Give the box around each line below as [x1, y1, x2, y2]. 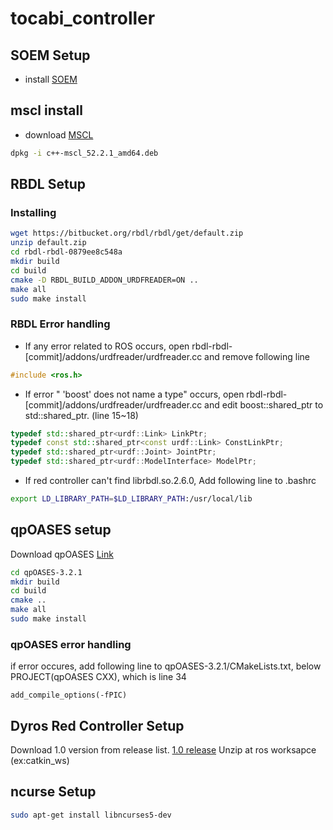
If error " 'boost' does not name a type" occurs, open [24, 388, 245, 400]
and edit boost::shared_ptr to [204, 398, 324, 411]
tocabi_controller [10, 7, 156, 30]
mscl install [10, 102, 83, 119]
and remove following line [204, 350, 310, 362]
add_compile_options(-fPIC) [10, 690, 128, 701]
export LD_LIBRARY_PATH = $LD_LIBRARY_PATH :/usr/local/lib [10, 494, 253, 504]
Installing [10, 206, 57, 219]
